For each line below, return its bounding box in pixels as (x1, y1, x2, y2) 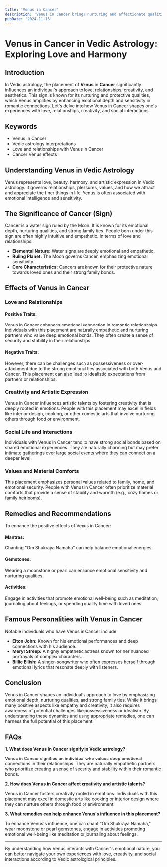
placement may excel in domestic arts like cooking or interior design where (5, 796, 159, 802)
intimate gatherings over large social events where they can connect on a (5, 450, 156, 456)
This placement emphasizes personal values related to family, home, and (5, 479, 155, 485)
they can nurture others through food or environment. (5, 801, 115, 807)
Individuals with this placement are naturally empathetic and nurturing (5, 327, 148, 333)
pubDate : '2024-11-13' (5, 16, 52, 21)
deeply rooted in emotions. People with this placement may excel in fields (5, 405, 156, 411)
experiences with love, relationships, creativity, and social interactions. (5, 108, 150, 114)
